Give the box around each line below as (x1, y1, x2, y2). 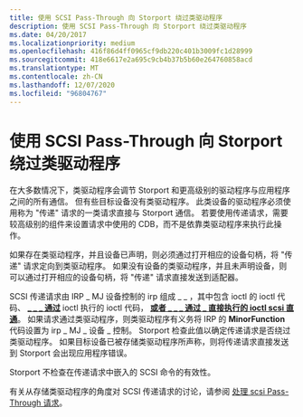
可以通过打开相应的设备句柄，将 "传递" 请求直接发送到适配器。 (9, 272, 243, 283)
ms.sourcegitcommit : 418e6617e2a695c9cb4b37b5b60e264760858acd (9, 55, 253, 64)
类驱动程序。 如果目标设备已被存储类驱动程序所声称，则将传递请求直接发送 (9, 336, 289, 347)
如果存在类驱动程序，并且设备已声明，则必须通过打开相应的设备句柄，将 (9, 250, 279, 261)
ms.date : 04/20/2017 (9, 30, 88, 39)
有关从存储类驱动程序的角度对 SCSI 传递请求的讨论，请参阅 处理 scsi (9, 386, 265, 397)
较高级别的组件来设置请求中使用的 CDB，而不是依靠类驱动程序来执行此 (9, 219, 274, 230)
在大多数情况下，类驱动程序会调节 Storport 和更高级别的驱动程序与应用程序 (9, 185, 291, 195)
